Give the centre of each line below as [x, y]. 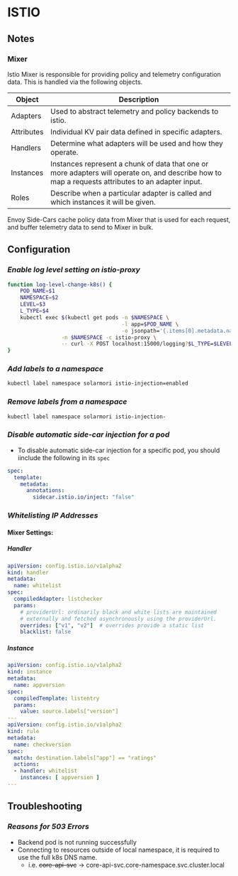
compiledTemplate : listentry [57, 698]
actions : [27, 764]
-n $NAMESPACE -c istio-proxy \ [109, 337]
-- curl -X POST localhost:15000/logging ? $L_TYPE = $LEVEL [147, 344]
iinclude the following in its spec [64, 458]
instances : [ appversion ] [60, 778]
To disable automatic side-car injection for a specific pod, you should [119, 450]
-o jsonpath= [141, 331]
